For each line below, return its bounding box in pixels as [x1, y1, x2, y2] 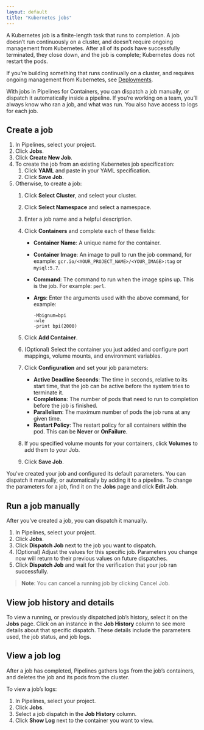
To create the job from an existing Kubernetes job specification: [15, 160, 175, 168]
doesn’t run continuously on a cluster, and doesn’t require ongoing [6, 38, 174, 45]
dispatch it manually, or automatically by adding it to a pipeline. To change [6, 476, 192, 484]
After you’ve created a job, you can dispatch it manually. [6, 517, 148, 525]
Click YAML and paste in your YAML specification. [24, 167, 151, 174]
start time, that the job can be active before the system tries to [33, 383, 190, 390]
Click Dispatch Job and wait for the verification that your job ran [15, 561, 177, 569]
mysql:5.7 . [33, 264, 60, 271]
